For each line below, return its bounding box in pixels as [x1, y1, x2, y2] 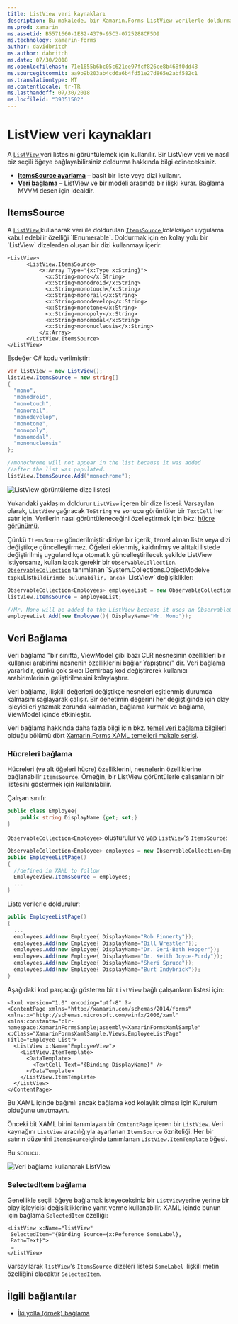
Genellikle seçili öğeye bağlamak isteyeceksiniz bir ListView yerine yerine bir [7, 1196, 230, 1205]
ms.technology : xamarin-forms [7, 37, 97, 44]
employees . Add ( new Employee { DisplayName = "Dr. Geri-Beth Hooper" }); [13, 946, 220, 953]
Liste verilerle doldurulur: [7, 899, 81, 908]
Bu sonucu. [7, 1148, 41, 1157]
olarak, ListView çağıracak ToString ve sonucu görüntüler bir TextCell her [7, 506, 225, 515]
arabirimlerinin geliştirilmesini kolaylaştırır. [7, 674, 130, 683]
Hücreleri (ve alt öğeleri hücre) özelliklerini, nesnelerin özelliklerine [7, 765, 202, 773]
